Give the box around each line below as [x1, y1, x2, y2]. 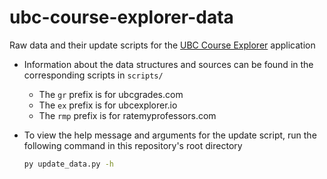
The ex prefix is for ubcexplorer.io [38, 99, 178, 111]
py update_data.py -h [23, 159, 114, 169]
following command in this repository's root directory [23, 139, 243, 151]
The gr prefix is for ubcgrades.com [38, 88, 184, 100]
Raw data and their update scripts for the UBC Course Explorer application [9, 39, 316, 51]
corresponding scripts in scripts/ [23, 69, 164, 81]
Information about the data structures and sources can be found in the [23, 58, 314, 70]
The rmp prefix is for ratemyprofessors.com [38, 109, 217, 121]
